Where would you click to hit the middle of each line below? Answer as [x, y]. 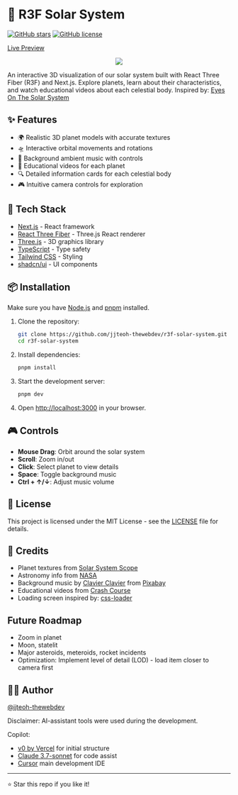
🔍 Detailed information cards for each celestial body [94, 174]
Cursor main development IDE [61, 763]
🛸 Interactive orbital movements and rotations [85, 148]
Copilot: [19, 734]
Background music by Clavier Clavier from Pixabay [92, 583]
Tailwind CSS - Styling [50, 256]
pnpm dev [30, 394]
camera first [35, 668]
